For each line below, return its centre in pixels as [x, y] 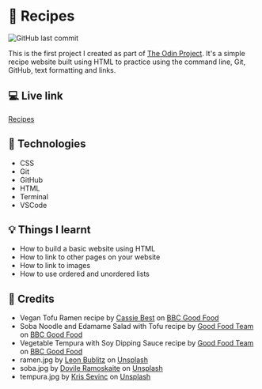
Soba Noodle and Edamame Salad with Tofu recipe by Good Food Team [137, 327]
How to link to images [55, 266]
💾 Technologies [47, 144]
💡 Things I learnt [49, 230]
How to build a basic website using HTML [87, 249]
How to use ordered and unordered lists [85, 274]
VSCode [33, 205]
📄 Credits [32, 298]
